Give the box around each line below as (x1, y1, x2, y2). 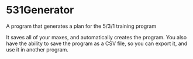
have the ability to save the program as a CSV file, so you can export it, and (6, 40, 188, 47)
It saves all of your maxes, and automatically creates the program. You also (6, 34, 187, 40)
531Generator (6, 3, 74, 17)
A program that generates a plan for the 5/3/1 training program (6, 23, 157, 30)
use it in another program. (6, 46, 69, 53)
